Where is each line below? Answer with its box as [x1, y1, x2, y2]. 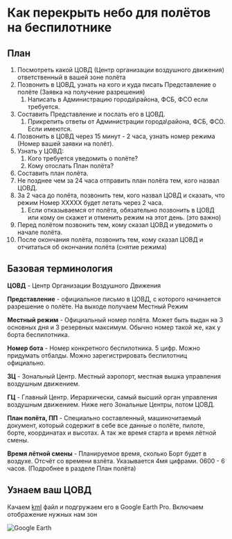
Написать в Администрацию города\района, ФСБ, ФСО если [27, 95, 208, 103]
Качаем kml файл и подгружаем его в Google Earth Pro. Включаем [7, 502, 204, 511]
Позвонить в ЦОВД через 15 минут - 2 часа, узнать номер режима [17, 132, 216, 140]
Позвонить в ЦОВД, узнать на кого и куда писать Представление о [17, 81, 217, 88]
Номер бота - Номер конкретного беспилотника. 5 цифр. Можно [7, 344, 201, 352]
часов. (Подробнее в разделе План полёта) [7, 464, 136, 472]
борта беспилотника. [7, 330, 70, 338]
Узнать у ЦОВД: [17, 147, 64, 155]
